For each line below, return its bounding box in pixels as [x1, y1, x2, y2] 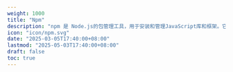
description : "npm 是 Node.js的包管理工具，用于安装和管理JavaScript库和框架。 [7, 23, 223, 29]
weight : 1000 [7, 10, 45, 17]
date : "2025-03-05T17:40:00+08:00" [7, 36, 110, 43]
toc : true [7, 55, 36, 62]
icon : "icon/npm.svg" [7, 29, 70, 36]
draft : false [7, 49, 45, 56]
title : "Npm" [7, 16, 45, 23]
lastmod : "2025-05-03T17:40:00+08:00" [7, 42, 119, 49]
